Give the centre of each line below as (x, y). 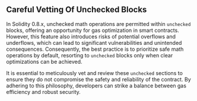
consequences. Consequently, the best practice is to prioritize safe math (95, 49)
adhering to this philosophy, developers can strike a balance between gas (96, 86)
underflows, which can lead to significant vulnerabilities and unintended (94, 43)
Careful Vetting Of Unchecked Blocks (77, 10)
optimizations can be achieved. (44, 61)
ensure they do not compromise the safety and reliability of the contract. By (99, 79)
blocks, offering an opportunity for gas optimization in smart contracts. (93, 30)
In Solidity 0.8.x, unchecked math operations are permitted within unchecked (99, 24)
